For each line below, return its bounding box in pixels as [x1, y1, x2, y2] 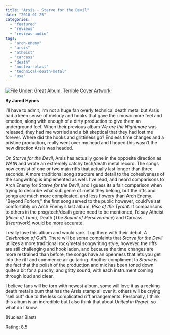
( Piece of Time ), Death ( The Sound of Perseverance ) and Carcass [5, 214, 143, 220]
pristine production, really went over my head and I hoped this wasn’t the [5, 139, 158, 145]
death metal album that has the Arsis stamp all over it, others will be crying [5, 288, 161, 294]
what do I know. [5, 304, 38, 310]
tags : [5, 36, 17, 41]
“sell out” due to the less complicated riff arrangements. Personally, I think [5, 293, 160, 299]
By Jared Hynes [5, 97, 39, 103]
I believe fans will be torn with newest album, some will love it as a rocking [5, 283, 160, 289]
